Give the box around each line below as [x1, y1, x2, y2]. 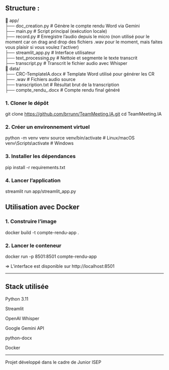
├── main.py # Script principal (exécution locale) [5, 28, 107, 34]
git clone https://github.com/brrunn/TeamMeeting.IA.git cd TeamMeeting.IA [5, 111, 162, 117]
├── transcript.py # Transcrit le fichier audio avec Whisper [5, 60, 128, 66]
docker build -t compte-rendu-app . [5, 229, 79, 236]
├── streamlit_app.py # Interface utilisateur [5, 49, 96, 55]
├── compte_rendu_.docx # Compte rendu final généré [5, 87, 120, 93]
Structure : [5, 4, 40, 13]
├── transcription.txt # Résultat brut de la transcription [5, 82, 120, 88]
